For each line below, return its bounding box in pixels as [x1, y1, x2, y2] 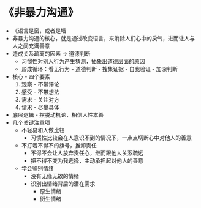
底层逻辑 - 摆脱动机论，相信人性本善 [12, 111, 104, 118]
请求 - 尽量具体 [21, 103, 59, 111]
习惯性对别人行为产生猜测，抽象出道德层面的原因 [21, 58, 145, 65]
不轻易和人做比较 [21, 126, 65, 133]
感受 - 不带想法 [21, 88, 59, 95]
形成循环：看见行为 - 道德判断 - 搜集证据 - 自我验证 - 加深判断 [21, 65, 178, 72]
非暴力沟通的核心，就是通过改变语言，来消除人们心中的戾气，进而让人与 [12, 34, 195, 42]
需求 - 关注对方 [21, 95, 59, 103]
